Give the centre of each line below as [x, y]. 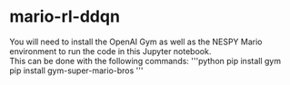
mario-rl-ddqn [65, 17]
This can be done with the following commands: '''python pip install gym [145, 61]
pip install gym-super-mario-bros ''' [76, 71]
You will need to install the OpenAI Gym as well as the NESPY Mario [136, 42]
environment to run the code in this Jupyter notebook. [110, 51]
